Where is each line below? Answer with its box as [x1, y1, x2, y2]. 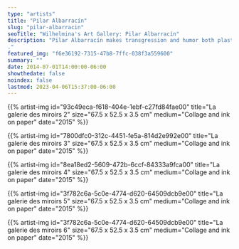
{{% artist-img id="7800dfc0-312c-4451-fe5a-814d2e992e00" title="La [7, 132, 218, 140]
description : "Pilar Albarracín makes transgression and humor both [7, 37, 215, 44]
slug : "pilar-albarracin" [7, 23, 84, 31]
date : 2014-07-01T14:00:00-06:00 [7, 63, 107, 70]
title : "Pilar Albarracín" [7, 17, 87, 24]
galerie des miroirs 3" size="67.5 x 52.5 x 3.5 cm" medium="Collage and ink [7, 139, 230, 148]
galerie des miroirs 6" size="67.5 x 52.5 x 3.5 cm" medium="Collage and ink [7, 226, 230, 235]
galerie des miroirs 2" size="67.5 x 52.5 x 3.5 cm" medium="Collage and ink [7, 110, 230, 119]
